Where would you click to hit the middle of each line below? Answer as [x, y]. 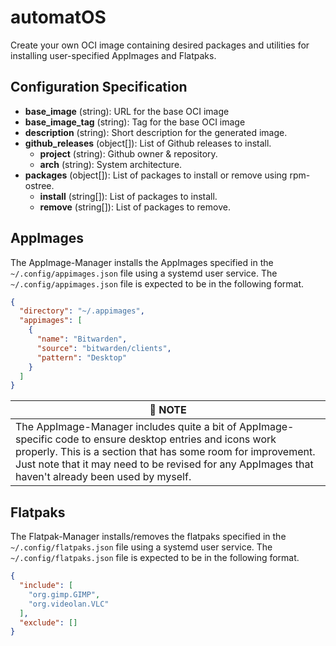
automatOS [58, 17]
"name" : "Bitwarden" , [82, 339]
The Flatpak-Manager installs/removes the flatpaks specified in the [148, 537]
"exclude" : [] [48, 622]
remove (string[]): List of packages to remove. [135, 207]
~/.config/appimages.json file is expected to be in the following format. [157, 283]
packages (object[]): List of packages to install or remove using [156, 175]
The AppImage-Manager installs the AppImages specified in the [142, 262]
